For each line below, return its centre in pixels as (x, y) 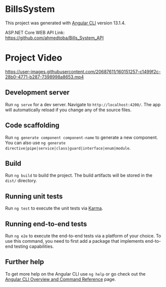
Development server (37, 93)
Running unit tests (34, 196)
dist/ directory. (21, 181)
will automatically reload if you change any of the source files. (68, 110)
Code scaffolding (32, 125)
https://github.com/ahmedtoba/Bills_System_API (55, 38)
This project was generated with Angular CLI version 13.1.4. (65, 23)
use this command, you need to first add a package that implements (75, 241)
